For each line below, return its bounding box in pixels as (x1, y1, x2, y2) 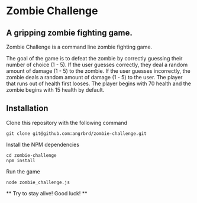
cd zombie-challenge (6, 152, 57, 158)
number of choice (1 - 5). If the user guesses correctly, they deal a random (6, 61, 188, 68)
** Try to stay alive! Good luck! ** (6, 189, 88, 196)
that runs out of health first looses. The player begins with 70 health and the (6, 80, 191, 87)
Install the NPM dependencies (6, 141, 80, 148)
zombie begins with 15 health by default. (6, 86, 105, 93)
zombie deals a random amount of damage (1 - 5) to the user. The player (6, 74, 183, 80)
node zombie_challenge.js (6, 179, 70, 185)
